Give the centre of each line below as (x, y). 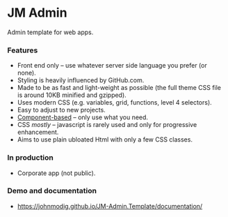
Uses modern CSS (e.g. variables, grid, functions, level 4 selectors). (114, 103)
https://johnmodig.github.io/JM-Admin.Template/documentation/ (110, 206)
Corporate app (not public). (56, 173)
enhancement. (38, 132)
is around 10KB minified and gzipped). (72, 95)
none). (26, 73)
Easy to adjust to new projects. (61, 110)
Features (23, 50)
